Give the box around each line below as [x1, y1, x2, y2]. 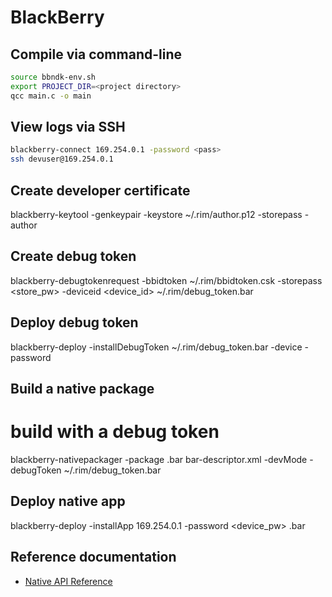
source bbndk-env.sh [10, 72, 97, 82]
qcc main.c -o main [10, 91, 92, 101]
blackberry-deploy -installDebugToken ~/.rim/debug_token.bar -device [10, 341, 303, 353]
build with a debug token [10, 421, 220, 443]
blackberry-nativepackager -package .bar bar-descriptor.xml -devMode [10, 453, 308, 465]
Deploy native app [10, 493, 126, 510]
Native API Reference [24, 575, 113, 587]
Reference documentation [10, 549, 177, 566]
